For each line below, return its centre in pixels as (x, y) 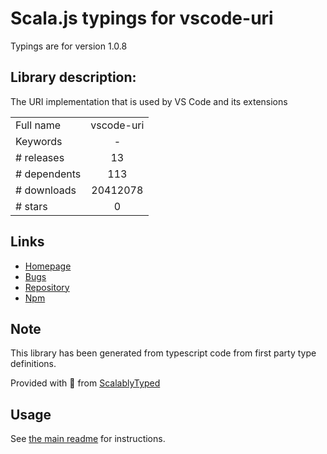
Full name (38, 125)
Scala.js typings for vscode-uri (142, 18)
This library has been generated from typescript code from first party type (163, 353)
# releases (40, 157)
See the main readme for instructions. (88, 439)
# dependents (48, 174)
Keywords (39, 141)
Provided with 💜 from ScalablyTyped (85, 383)
